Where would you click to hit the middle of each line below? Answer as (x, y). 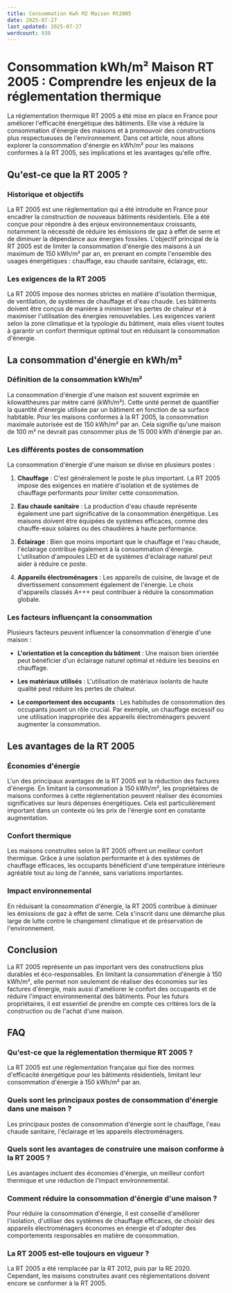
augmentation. (28, 818)
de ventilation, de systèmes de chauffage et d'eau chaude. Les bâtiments (112, 302)
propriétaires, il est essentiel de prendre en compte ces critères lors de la (111, 1003)
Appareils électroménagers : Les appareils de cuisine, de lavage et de (118, 578)
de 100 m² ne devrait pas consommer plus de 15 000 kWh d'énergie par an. (115, 431)
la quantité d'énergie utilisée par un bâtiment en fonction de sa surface (108, 409)
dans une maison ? (39, 1109)
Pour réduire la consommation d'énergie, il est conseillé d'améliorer (104, 1213)
